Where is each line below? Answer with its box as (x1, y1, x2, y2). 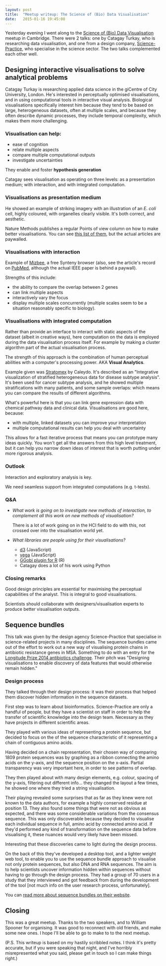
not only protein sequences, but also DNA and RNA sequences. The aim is (5, 861, 157, 867)
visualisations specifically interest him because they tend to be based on (5, 102, 154, 108)
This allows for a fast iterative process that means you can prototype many (5, 434, 158, 441)
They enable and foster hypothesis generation (5, 167, 102, 173)
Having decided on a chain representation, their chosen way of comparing (5, 749, 157, 755)
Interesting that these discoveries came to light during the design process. (5, 841, 157, 847)
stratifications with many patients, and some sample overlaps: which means (5, 385, 160, 391)
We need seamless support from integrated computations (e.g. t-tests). (5, 483, 151, 489)
